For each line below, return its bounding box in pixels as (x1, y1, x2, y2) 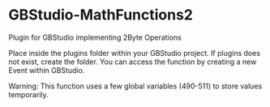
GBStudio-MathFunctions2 (8, 6, 193, 24)
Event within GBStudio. (8, 65, 85, 75)
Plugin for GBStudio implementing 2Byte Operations (8, 32, 182, 42)
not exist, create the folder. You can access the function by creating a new (8, 57, 257, 66)
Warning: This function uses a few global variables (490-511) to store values (8, 81, 263, 91)
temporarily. (8, 89, 49, 99)
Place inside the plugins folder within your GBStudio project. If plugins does (8, 48, 261, 58)
